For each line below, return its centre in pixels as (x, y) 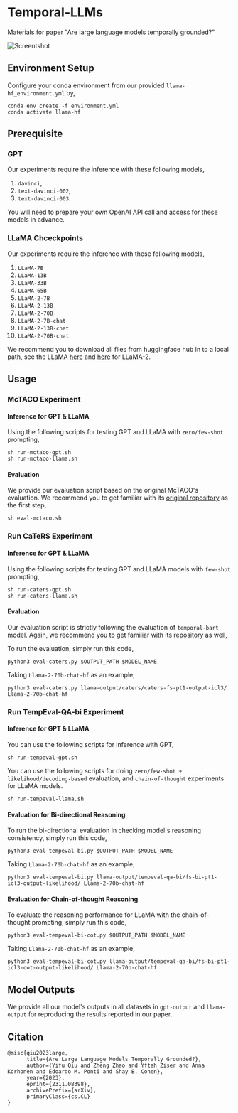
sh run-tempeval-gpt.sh (43, 758)
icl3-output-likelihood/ (44, 883)
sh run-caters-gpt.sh (39, 590)
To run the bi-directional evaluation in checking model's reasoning (104, 830)
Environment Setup (51, 68)
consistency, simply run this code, (58, 838)
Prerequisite (35, 134)
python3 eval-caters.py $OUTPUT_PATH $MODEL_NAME (82, 662)
